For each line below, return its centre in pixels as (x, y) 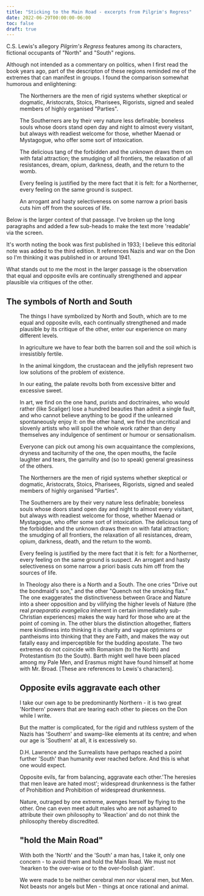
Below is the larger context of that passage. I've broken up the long (91, 220)
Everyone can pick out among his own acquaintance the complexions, (107, 446)
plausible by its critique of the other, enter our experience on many (103, 329)
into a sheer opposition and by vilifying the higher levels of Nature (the (108, 604)
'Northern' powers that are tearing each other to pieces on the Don (104, 709)
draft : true (21, 29)
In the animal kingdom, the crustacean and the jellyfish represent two (107, 366)
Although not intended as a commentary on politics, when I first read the (97, 65)
